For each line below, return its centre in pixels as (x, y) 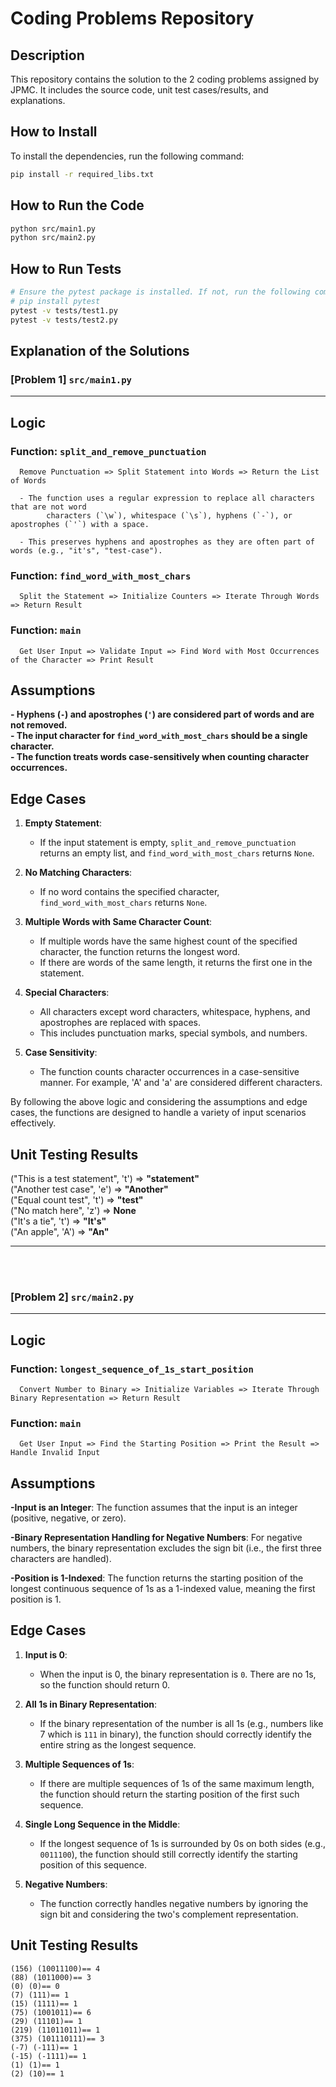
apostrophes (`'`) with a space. (80, 524)
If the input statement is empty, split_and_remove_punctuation (168, 843)
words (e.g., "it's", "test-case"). (86, 550)
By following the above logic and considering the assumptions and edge (159, 1102)
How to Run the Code (77, 205)
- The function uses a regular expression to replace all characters (167, 498)
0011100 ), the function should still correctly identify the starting (168, 1854)
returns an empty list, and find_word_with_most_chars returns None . (177, 853)
